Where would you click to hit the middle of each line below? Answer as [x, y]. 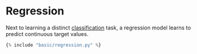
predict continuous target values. [47, 34]
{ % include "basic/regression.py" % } [54, 45]
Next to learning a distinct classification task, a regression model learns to [98, 28]
